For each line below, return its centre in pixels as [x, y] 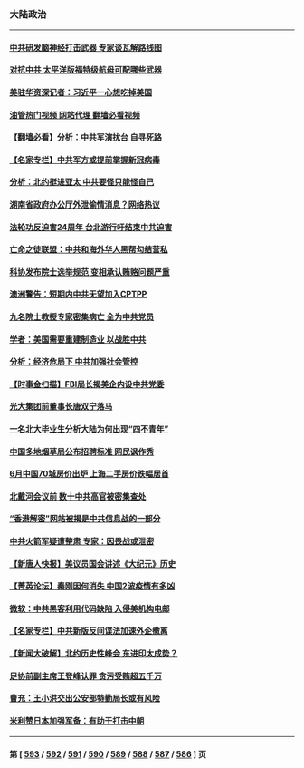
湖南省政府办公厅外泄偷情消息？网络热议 [85, 205]
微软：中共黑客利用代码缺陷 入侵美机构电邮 [90, 608]
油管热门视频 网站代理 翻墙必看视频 [75, 114]
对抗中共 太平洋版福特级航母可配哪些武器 [86, 70]
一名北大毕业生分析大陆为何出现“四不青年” [89, 429]
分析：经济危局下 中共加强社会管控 [74, 362]
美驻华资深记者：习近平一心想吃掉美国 [81, 92]
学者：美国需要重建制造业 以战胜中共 [78, 339]
